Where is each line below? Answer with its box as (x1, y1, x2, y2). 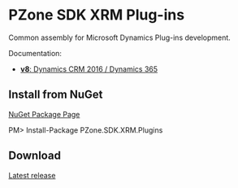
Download (8, 149, 61, 163)
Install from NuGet (8, 88, 103, 102)
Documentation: (8, 48, 63, 58)
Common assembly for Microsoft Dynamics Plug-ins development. (8, 33, 232, 42)
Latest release (8, 170, 56, 180)
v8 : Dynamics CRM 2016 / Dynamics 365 (19, 63, 158, 74)
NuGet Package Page (8, 109, 80, 119)
